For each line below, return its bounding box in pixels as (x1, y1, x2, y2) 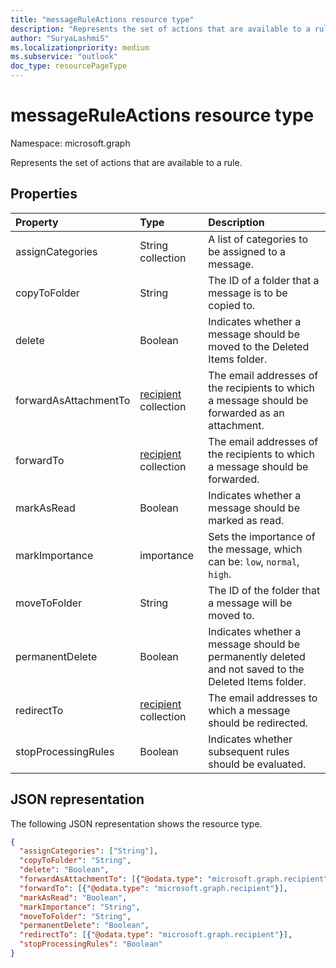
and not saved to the (208, 662, 305, 676)
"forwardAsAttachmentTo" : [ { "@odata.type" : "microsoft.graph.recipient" (19, 874, 329, 885)
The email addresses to (208, 691, 318, 705)
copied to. (208, 298, 256, 312)
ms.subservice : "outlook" (10, 52, 118, 62)
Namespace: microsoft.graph (10, 137, 131, 149)
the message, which (208, 542, 303, 556)
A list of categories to (208, 232, 309, 246)
